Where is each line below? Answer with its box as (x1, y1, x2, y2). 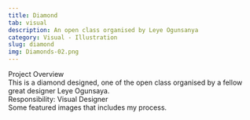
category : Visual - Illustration (8, 33, 118, 42)
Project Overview (8, 70, 64, 78)
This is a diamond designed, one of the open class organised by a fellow (8, 78, 243, 87)
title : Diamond (8, 11, 58, 20)
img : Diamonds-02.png (8, 48, 79, 56)
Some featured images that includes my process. (8, 103, 167, 112)
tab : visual (8, 19, 47, 27)
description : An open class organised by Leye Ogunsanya (8, 26, 199, 34)
